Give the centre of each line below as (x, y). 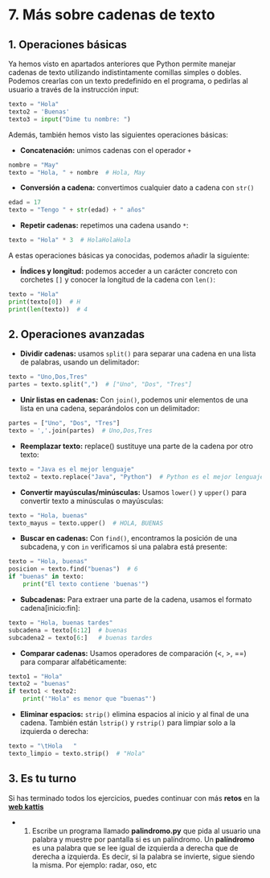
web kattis (26, 806)
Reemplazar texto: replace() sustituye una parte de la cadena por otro (136, 446)
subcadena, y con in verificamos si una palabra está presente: (123, 547)
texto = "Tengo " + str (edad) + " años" (77, 210)
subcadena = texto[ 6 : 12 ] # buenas (68, 630)
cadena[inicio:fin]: (50, 608)
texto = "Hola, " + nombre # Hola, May (77, 172)
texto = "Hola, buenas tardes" (61, 622)
